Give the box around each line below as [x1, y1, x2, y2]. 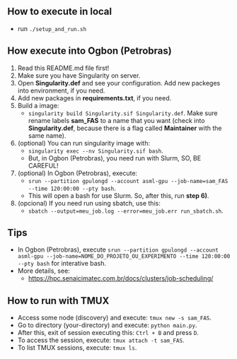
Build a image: [17, 101, 59, 110]
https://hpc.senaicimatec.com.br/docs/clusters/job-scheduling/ [28, 274, 214, 283]
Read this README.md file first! [17, 64, 110, 72]
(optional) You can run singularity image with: [17, 139, 151, 147]
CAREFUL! [28, 161, 59, 170]
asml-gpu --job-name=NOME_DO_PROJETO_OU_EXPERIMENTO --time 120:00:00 [17, 253, 231, 260]
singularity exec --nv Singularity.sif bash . [28, 146, 164, 155]
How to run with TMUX [7, 295, 110, 307]
